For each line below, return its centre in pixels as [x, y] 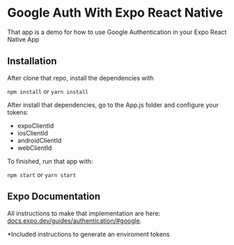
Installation [32, 61]
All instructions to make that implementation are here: [84, 213]
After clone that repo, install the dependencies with [81, 78]
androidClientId [39, 140]
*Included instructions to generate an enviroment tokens [88, 234]
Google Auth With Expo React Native [115, 13]
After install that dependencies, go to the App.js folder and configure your [113, 105]
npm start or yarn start [42, 174]
